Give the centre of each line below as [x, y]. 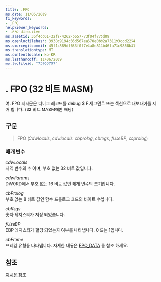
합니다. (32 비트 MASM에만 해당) [42, 110]
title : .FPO [17, 9]
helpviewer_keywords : [27, 28]
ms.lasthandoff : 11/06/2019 [34, 59]
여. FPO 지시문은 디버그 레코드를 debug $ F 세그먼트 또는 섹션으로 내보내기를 [79, 103]
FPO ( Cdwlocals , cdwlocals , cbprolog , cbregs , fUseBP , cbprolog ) [83, 138]
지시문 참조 [16, 275]
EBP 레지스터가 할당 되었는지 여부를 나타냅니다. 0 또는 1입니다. [65, 230]
